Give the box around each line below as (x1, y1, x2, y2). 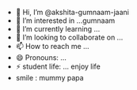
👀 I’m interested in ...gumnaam (15, 16, 116, 25)
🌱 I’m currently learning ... (15, 24, 101, 33)
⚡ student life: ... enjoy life (15, 62, 101, 71)
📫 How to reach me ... (15, 42, 89, 51)
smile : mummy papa (15, 73, 85, 82)
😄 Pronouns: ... (15, 53, 67, 62)
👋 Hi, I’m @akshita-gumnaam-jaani (15, 8, 129, 17)
